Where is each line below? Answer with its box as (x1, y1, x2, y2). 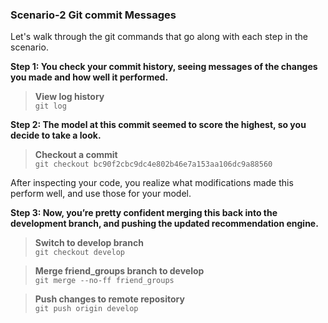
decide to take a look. (10, 129, 102, 142)
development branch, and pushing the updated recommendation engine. (10, 218, 319, 230)
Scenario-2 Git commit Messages (10, 8, 177, 22)
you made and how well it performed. (10, 71, 169, 83)
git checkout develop (34, 248, 125, 258)
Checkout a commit (34, 149, 118, 161)
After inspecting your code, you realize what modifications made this (10, 177, 294, 189)
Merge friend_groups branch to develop (34, 265, 205, 277)
